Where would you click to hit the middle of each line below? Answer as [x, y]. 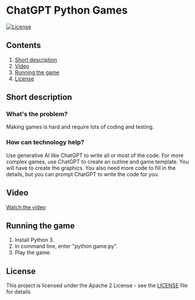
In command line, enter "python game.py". [66, 246]
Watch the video [26, 207]
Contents [24, 45]
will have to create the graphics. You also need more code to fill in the [91, 168]
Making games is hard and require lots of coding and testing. [80, 127]
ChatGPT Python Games [67, 10]
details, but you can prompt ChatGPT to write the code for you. [83, 174]
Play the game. [33, 253]
